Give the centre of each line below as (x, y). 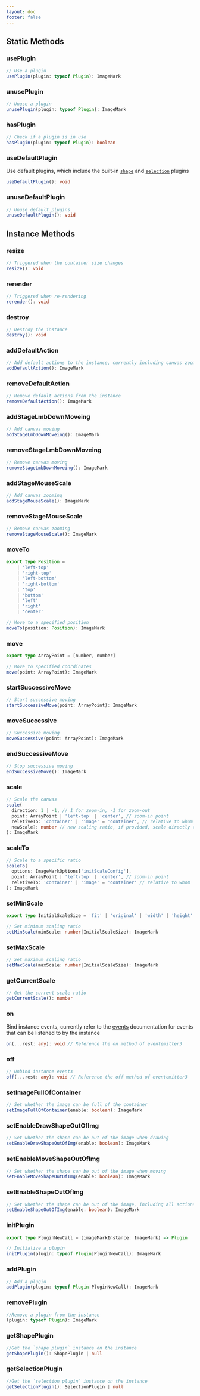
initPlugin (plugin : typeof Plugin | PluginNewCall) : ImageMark (84, 1254)
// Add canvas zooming (34, 496)
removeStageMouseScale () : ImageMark (51, 535)
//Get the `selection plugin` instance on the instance (77, 1381)
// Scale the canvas (32, 799)
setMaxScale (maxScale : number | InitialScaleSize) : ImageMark (82, 965)
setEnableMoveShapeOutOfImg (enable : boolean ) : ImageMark (78, 1177)
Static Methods (35, 41)
